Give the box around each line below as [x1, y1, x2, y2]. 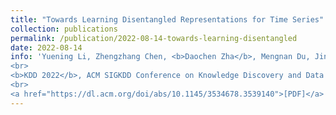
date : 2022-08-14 [10, 42, 83, 53]
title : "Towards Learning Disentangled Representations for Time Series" [10, 14, 325, 25]
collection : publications [10, 24, 118, 34]
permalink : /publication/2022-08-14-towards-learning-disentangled [10, 33, 298, 43]
